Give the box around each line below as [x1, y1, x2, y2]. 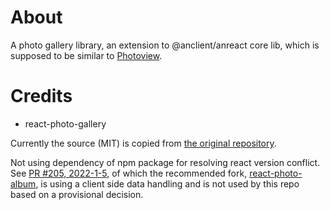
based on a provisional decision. [10, 188, 144, 200]
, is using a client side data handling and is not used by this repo [35, 177, 300, 190]
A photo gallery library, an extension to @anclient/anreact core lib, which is [10, 39, 320, 51]
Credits [10, 85, 73, 108]
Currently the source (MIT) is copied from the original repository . [10, 137, 277, 149]
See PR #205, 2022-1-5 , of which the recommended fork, [10, 167, 248, 179]
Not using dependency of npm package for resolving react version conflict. [10, 156, 321, 168]
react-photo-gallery [24, 117, 107, 130]
